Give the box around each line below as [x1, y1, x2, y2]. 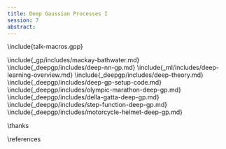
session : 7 [7, 17, 39, 24]
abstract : [7, 23, 36, 30]
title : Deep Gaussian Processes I [7, 10, 108, 17]
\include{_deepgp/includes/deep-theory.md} [74, 71, 204, 79]
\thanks [7, 122, 29, 130]
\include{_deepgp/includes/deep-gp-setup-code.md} [7, 78, 162, 87]
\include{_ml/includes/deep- [136, 64, 219, 72]
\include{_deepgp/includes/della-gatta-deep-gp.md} [7, 93, 160, 101]
